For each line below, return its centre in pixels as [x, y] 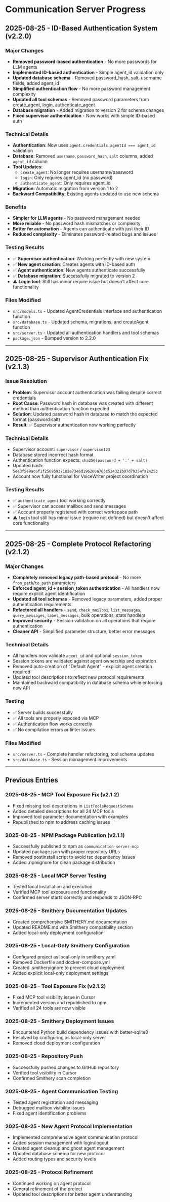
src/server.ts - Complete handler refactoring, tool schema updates [83, 754]
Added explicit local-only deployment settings [60, 973]
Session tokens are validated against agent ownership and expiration [84, 661]
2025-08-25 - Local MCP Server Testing [56, 876]
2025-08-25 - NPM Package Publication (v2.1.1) [65, 835]
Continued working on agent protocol [52, 1183]
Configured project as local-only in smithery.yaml [64, 956]
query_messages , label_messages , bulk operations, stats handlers [79, 615]
